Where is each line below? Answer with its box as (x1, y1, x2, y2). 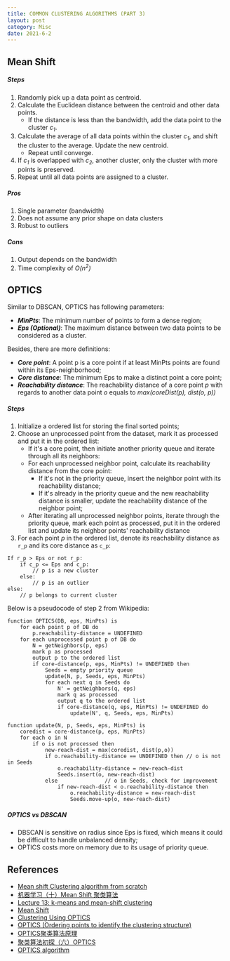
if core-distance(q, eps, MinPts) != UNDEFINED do (57, 703, 209, 711)
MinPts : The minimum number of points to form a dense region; (17, 317, 202, 325)
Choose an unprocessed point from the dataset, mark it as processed (17, 430, 219, 438)
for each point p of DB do (20, 624, 99, 631)
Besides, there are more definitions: (7, 345, 111, 353)
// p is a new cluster (32, 567, 99, 574)
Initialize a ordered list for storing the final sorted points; (17, 422, 180, 430)
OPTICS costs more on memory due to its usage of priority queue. (17, 843, 209, 851)
